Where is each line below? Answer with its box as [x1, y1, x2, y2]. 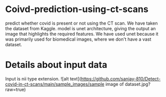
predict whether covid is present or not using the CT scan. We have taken [5, 20, 158, 26]
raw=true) [5, 86, 26, 92]
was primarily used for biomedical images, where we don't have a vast [5, 36, 151, 42]
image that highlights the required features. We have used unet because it [5, 31, 158, 37]
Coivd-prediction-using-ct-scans [5, 4, 148, 15]
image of [105, 81, 124, 87]
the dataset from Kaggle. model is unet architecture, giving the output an [5, 25, 156, 31]
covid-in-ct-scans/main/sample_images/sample [5, 81, 105, 87]
